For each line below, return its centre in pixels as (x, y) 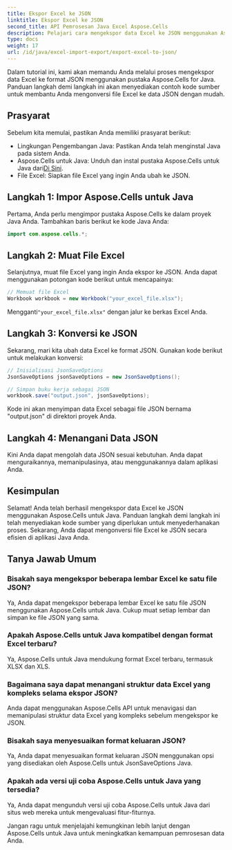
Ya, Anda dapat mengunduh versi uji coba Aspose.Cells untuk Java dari (109, 805)
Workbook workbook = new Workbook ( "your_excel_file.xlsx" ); (96, 299)
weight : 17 (23, 46)
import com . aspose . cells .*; (48, 234)
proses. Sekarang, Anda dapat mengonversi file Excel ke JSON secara (107, 530)
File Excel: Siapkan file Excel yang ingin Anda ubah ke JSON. (104, 175)
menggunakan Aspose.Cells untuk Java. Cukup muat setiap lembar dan (109, 610)
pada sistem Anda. (44, 153)
